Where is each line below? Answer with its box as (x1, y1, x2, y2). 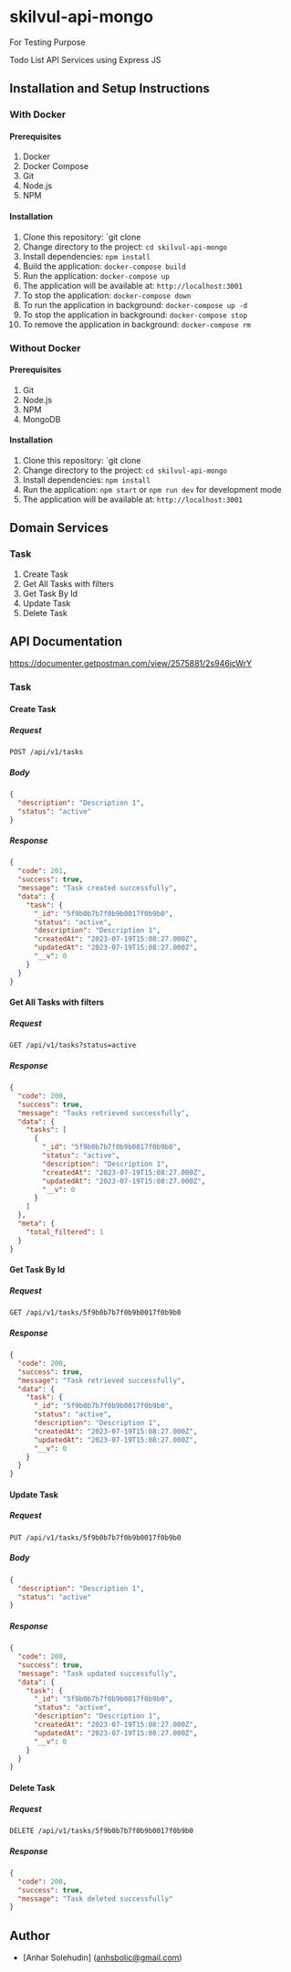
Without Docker (9, 341, 81, 354)
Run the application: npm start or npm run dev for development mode (22, 484, 282, 495)
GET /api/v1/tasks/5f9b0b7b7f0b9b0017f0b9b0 (9, 1308, 182, 1317)
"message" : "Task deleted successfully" (17, 1894, 173, 1903)
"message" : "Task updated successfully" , (17, 1668, 178, 1679)
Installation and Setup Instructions (9, 80, 210, 97)
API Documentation (9, 634, 123, 650)
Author (9, 1927, 50, 1944)
